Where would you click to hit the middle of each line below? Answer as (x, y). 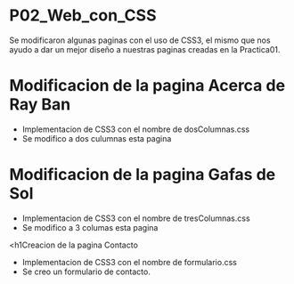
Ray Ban (40, 105)
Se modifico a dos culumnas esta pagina (97, 138)
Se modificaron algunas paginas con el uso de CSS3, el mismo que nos (140, 40)
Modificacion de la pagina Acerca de (147, 86)
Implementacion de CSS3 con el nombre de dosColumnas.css (136, 129)
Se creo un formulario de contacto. (86, 272)
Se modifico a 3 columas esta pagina (90, 227)
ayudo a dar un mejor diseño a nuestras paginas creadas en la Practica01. (145, 49)
